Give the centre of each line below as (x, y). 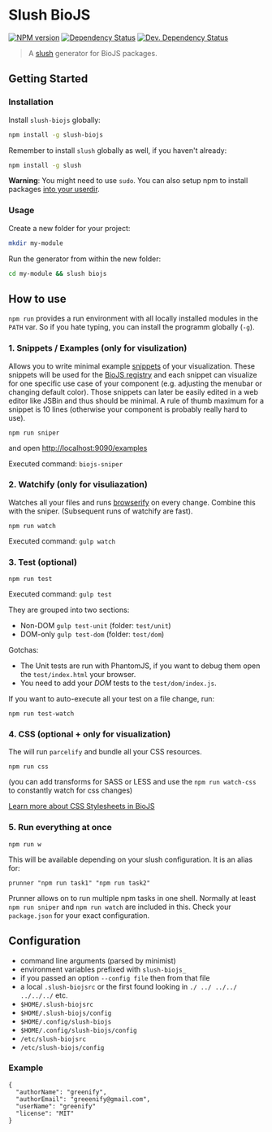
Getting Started (48, 79)
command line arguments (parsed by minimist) (98, 960)
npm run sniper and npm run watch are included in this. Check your (120, 907)
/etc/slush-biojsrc (53, 1039)
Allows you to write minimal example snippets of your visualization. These (132, 366)
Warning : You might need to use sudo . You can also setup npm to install (128, 181)
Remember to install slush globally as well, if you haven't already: (118, 150)
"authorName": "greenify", (61, 1092)
